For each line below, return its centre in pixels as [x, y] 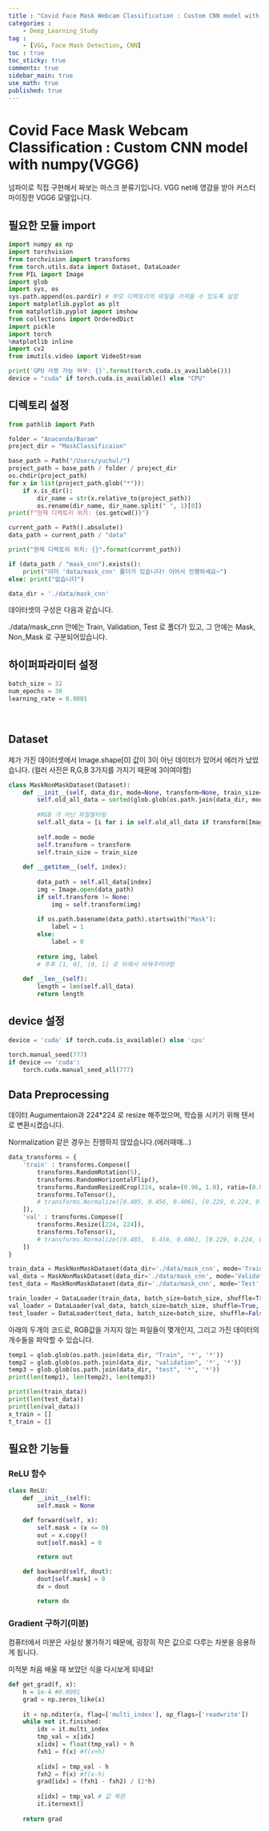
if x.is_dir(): [48, 491]
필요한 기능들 [39, 1448]
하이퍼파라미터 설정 [53, 665]
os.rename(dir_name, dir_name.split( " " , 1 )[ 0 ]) [120, 506]
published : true [35, 90]
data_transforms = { [43, 1158]
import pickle [32, 326]
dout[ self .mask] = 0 [71, 1580]
